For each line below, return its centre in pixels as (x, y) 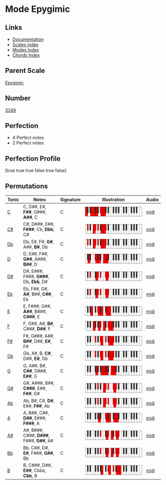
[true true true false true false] (36, 171)
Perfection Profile (33, 158)
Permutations (26, 186)
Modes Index (25, 50)
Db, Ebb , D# (35, 282)
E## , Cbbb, (35, 470)
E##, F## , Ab (37, 406)
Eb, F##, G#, (36, 289)
